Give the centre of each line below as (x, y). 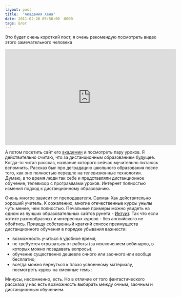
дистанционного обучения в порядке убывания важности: (66, 229)
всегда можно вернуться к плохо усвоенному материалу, (72, 265)
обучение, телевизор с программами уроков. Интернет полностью (76, 183)
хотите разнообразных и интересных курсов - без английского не (74, 219)
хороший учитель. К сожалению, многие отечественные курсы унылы (79, 203)
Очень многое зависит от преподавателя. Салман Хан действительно (78, 198)
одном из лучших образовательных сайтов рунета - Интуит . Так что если (82, 213)
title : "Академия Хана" (30, 14)
